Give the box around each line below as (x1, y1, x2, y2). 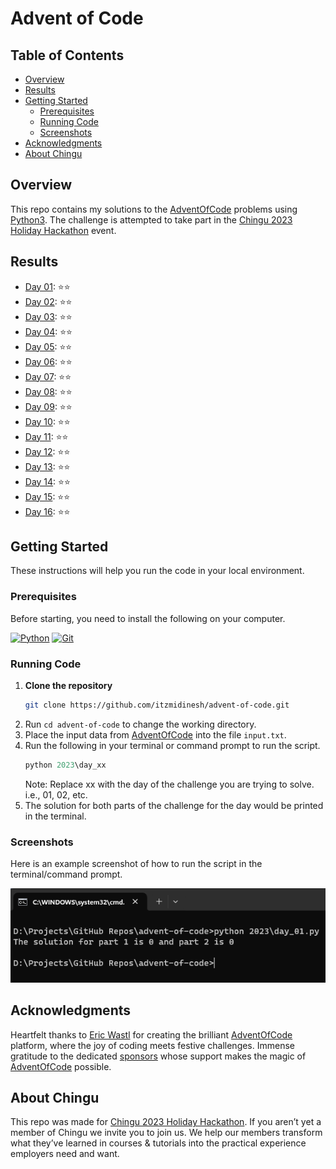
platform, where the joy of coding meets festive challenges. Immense (10, 1039, 296, 1051)
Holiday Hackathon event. (10, 224, 117, 236)
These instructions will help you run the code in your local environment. (10, 565, 305, 577)
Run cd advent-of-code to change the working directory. (24, 718, 257, 730)
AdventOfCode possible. (10, 1060, 112, 1072)
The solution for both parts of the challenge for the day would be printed (24, 799, 324, 811)
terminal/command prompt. (10, 868, 123, 881)
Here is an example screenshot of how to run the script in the (10, 858, 263, 870)
